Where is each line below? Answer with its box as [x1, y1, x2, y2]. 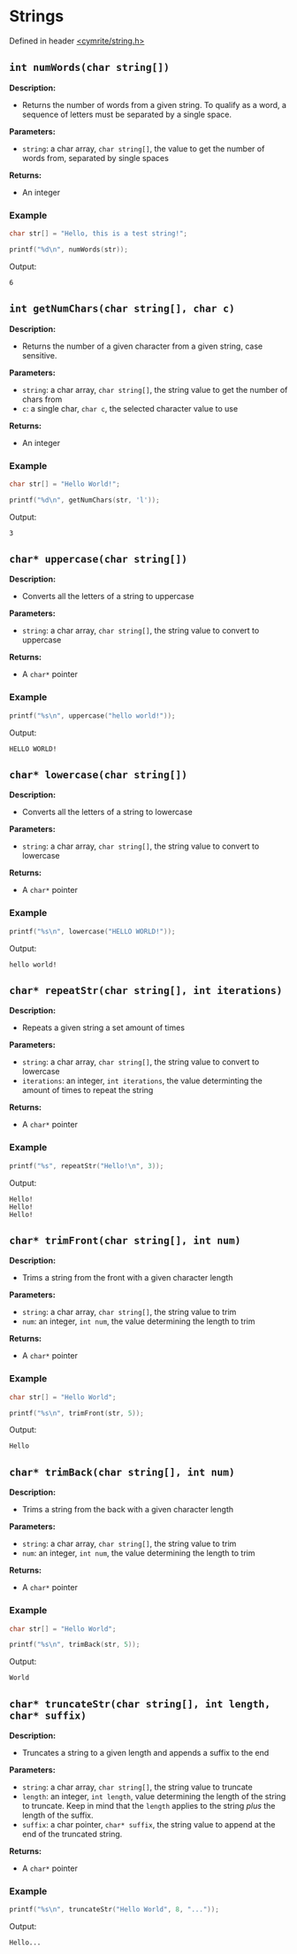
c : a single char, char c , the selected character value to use [21, 403, 239, 413]
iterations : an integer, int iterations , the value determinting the [21, 1075, 263, 1086]
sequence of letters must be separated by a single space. [21, 109, 232, 119]
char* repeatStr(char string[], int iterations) [9, 984, 283, 997]
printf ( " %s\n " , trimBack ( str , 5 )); [9, 1640, 141, 1650]
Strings [9, 6, 65, 27]
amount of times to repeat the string [21, 1085, 154, 1096]
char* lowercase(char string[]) [9, 768, 188, 781]
